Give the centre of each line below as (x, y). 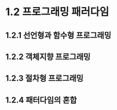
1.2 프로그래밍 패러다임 (57, 12)
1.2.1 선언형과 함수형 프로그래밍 (58, 35)
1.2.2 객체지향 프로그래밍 (48, 57)
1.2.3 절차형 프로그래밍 (45, 78)
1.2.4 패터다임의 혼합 (41, 100)
